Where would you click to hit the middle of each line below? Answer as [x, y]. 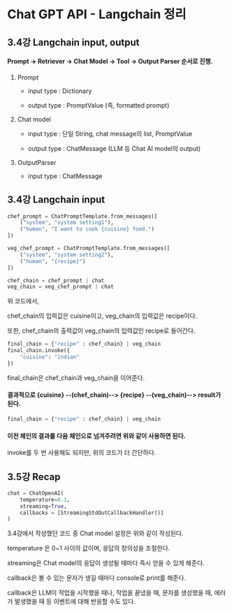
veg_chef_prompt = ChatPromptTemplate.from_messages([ [89, 249]
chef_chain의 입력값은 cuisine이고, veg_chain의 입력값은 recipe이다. [102, 316]
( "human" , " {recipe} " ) [53, 261]
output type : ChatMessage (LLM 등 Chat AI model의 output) [114, 148]
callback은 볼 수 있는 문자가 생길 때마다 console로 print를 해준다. [97, 578]
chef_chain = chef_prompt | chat [56, 280]
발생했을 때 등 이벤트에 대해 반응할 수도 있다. [75, 602]
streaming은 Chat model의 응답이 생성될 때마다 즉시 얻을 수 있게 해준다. [106, 563]
